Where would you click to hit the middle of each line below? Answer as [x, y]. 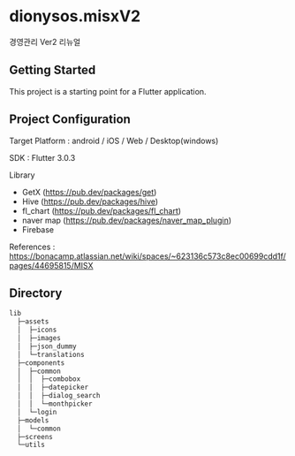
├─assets [33, 322]
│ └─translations [51, 354]
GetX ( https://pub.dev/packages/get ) [89, 192]
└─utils [31, 445]
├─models [33, 420]
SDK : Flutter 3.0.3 [42, 157]
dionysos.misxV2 [75, 16]
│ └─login [37, 412]
